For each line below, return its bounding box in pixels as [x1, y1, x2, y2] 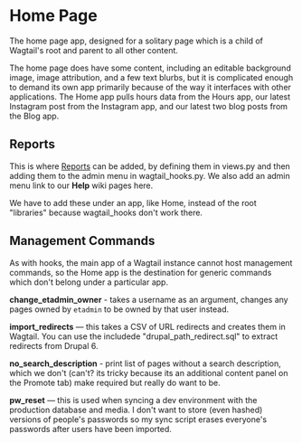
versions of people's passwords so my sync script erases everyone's [9, 413, 268, 425]
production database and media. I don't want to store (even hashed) [9, 404, 263, 415]
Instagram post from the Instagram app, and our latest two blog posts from [9, 100, 288, 111]
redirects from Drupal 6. [9, 340, 99, 351]
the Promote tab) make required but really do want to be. [9, 377, 222, 388]
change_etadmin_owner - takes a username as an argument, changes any [9, 294, 288, 305]
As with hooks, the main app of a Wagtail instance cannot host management [9, 257, 293, 268]
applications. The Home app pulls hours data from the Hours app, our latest [9, 91, 291, 102]
